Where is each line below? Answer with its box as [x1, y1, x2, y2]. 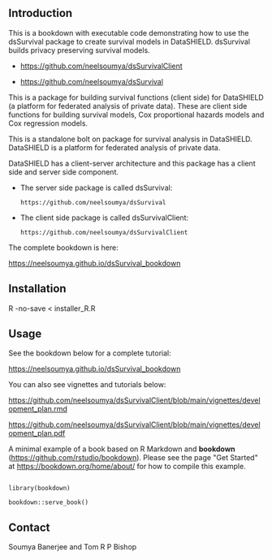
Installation [8, 282, 67, 295]
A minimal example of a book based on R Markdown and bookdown [8, 444, 235, 454]
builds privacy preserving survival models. [8, 45, 150, 55]
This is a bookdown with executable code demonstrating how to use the [8, 28, 249, 37]
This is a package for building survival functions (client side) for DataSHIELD [8, 93, 264, 102]
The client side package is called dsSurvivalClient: [19, 213, 189, 222]
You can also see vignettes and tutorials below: [8, 380, 166, 390]
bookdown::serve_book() [8, 498, 89, 506]
